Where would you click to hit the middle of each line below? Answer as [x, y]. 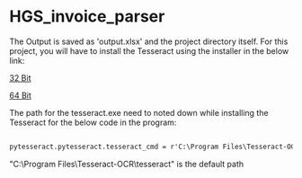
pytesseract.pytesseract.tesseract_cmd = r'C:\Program [114, 147]
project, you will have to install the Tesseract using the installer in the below [149, 50]
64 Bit [20, 95]
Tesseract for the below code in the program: [93, 122]
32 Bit [20, 77]
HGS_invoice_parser [87, 17]
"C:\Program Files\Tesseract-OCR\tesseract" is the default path [127, 164]
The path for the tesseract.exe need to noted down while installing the [139, 112]
